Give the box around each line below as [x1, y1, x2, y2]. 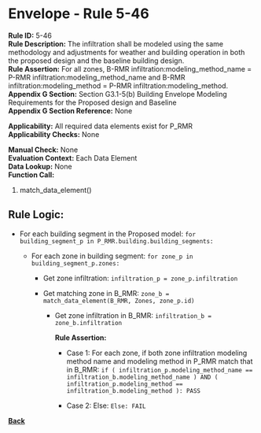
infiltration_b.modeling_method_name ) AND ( [66, 373, 219, 381]
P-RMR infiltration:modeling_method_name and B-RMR [8, 72, 186, 82]
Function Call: [8, 170, 55, 179]
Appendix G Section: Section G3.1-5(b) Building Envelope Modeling [8, 89, 228, 98]
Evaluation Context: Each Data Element [8, 153, 138, 162]
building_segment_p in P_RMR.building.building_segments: [19, 237, 214, 245]
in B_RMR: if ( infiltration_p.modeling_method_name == [66, 365, 253, 374]
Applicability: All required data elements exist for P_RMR [8, 121, 193, 131]
